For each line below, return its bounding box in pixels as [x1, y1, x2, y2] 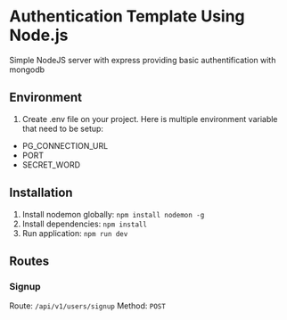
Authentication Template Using [9, 6, 245, 27]
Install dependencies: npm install [21, 218, 147, 229]
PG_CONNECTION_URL [21, 140, 109, 151]
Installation [9, 185, 73, 201]
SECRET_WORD [21, 159, 81, 170]
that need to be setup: [21, 123, 104, 134]
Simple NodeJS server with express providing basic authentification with [9, 54, 276, 65]
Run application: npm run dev [21, 227, 128, 238]
